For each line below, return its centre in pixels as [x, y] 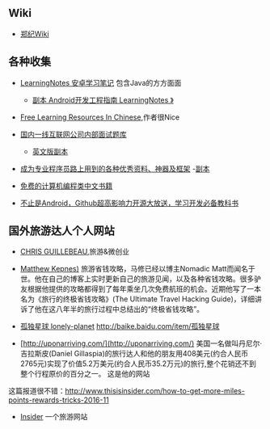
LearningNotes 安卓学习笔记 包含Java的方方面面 [101, 82]
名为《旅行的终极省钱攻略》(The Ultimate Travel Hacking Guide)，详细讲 [141, 299]
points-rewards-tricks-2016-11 [59, 400]
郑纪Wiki [35, 34]
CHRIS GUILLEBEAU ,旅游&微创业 [74, 252]
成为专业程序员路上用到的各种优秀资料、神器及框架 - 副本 [115, 168]
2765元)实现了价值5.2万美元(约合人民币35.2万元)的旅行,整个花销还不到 [138, 364]
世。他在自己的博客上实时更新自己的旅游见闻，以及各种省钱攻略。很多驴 [140, 279]
